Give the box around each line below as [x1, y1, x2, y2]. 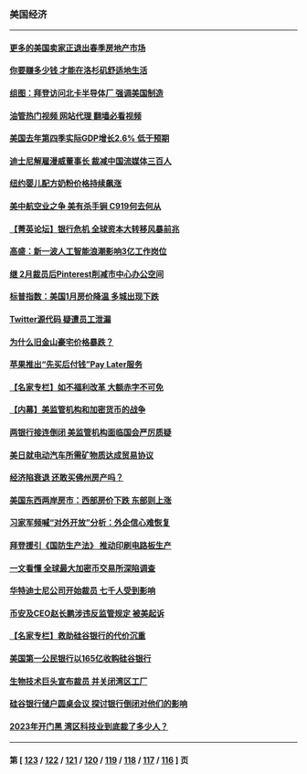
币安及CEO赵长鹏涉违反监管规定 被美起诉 [9, 608, 164, 619]
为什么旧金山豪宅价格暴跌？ [9, 336, 114, 347]
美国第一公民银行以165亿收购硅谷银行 [9, 652, 152, 663]
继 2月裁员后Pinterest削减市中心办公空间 [9, 268, 164, 280]
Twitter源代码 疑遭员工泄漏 [9, 313, 111, 325]
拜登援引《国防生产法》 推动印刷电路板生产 [9, 539, 172, 550]
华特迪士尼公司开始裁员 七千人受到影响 [9, 585, 156, 596]
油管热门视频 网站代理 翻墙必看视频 [9, 110, 142, 121]
